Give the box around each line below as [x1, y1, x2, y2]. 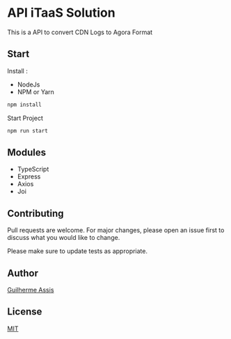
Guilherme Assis [7, 285, 54, 294]
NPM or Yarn [17, 87, 54, 96]
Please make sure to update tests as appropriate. [7, 247, 148, 255]
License [7, 306, 42, 318]
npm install [7, 101, 42, 108]
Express [17, 172, 41, 181]
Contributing [7, 207, 64, 219]
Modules [7, 146, 47, 158]
